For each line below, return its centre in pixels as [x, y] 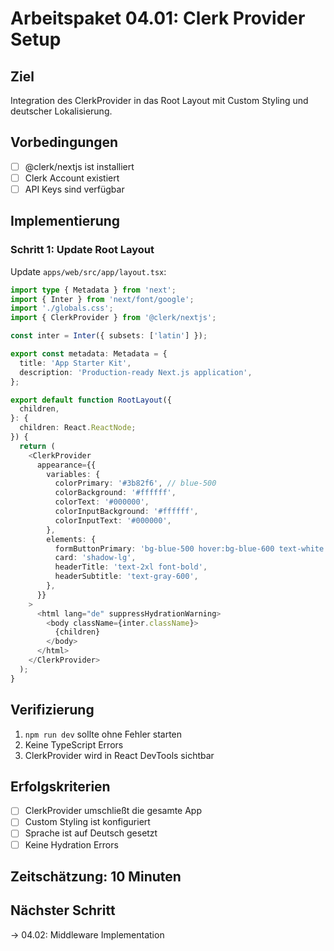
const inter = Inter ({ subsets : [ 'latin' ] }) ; [109, 336]
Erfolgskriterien [60, 786]
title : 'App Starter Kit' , [75, 363]
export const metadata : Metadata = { [89, 354]
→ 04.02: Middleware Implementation [87, 934]
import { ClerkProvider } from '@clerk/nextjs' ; [113, 318]
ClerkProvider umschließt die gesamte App [113, 811]
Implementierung [65, 221]
